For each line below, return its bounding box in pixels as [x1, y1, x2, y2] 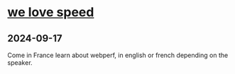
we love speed [7, 4, 94, 20]
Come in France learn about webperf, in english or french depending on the [7, 51, 229, 59]
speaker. [7, 58, 33, 67]
